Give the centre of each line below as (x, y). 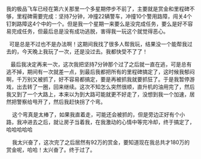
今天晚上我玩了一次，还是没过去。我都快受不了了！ (85, 52)
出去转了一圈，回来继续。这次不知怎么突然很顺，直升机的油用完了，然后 (106, 87)
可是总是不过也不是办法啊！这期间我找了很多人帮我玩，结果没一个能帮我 (98, 44)
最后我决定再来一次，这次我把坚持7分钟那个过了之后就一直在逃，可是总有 (101, 64)
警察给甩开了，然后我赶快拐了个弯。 (61, 102)
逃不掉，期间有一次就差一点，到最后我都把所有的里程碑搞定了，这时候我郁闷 (100, 72)
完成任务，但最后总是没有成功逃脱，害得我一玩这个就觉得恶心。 (90, 31)
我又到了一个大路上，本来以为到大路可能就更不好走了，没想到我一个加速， (98, 94)
